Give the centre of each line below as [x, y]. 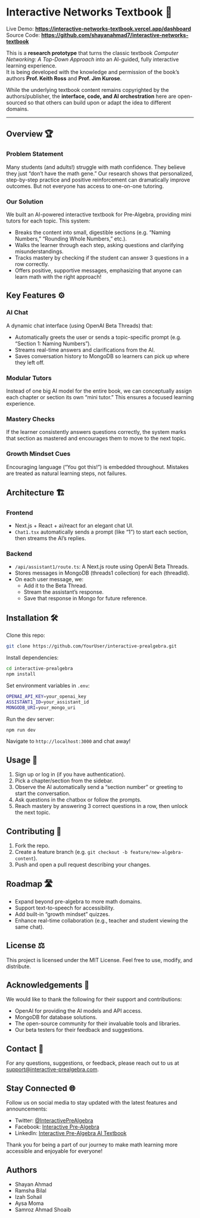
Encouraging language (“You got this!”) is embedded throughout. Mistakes [98, 467]
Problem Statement [35, 154]
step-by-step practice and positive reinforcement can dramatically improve [98, 180]
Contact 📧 [25, 1049]
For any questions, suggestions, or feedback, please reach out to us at [93, 1063]
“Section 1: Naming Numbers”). [53, 343]
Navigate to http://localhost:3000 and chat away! [68, 741]
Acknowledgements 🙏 [48, 985]
